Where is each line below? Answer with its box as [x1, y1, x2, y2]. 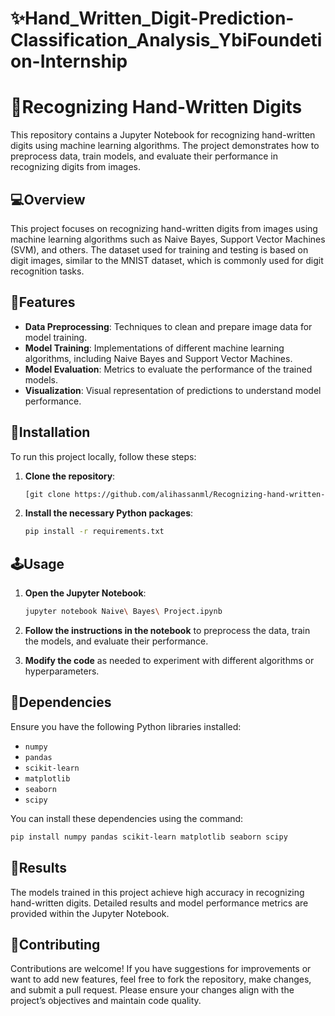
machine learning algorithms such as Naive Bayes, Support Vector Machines [10, 233, 326, 245]
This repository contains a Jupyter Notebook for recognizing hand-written [10, 129, 316, 141]
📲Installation [10, 424, 91, 441]
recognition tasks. [10, 265, 85, 277]
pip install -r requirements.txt [24, 527, 165, 537]
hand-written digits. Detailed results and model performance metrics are [10, 897, 309, 909]
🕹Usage [10, 555, 65, 572]
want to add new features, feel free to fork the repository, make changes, [10, 973, 312, 986]
